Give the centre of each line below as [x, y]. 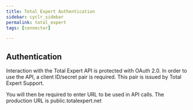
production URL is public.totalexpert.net [54, 101]
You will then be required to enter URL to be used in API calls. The [85, 95]
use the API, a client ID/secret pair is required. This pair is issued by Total [94, 77]
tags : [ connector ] [28, 28]
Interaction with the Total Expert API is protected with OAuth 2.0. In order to [97, 71]
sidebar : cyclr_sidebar [35, 17]
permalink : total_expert [36, 22]
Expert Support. [25, 83]
